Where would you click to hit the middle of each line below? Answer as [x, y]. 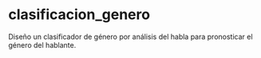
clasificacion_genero [79, 15]
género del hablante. [42, 44]
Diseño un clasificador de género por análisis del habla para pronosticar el [130, 37]
